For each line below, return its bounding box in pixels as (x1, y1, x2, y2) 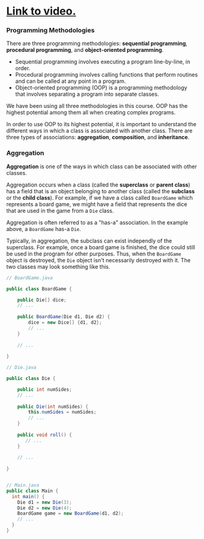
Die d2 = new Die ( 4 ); (17, 505, 72, 511)
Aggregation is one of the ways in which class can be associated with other (6, 163, 197, 170)
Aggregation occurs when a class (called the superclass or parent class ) (6, 181, 191, 188)
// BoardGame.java (6, 274, 53, 281)
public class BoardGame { (6, 285, 72, 292)
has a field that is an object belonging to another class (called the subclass (6, 187, 195, 195)
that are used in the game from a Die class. (6, 207, 114, 214)
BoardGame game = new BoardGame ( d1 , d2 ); (17, 510, 124, 516)
